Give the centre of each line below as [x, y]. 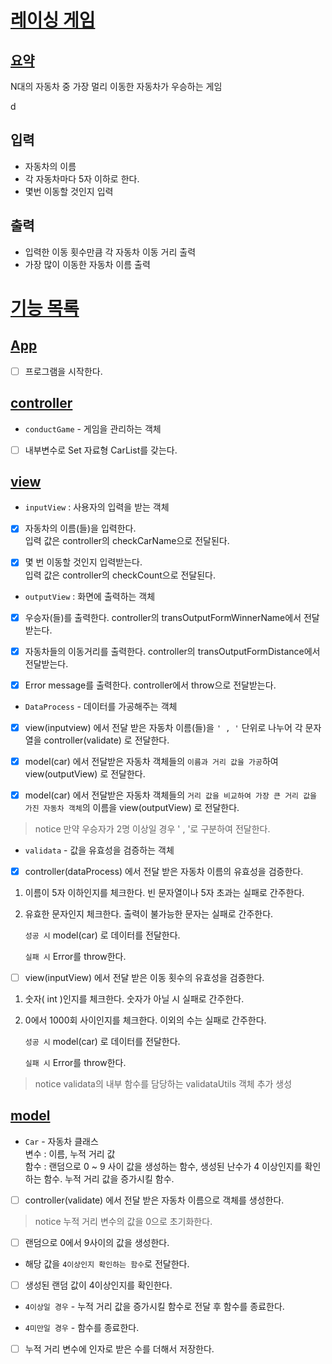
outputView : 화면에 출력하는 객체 [90, 596]
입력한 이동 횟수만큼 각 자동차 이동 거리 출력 [110, 252]
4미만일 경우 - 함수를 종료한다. [82, 1327]
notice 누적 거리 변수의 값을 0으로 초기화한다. [123, 1221]
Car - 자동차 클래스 [61, 1141]
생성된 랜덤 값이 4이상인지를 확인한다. [98, 1285]
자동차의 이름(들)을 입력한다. [80, 528]
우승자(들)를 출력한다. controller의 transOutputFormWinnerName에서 [163, 617]
